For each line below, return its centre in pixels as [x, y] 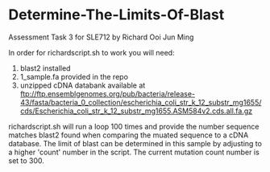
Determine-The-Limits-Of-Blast [116, 15]
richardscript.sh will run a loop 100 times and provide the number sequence [134, 126]
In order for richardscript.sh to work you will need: [91, 52]
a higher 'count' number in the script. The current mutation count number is [134, 152]
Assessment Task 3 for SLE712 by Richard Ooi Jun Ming [101, 37]
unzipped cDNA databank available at [83, 85]
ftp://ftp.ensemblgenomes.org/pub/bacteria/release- [108, 93]
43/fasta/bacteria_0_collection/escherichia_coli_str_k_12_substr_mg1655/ [141, 102]
